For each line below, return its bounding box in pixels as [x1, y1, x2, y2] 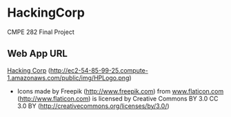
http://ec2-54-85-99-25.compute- [50, 66, 148, 74]
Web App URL [7, 48, 68, 60]
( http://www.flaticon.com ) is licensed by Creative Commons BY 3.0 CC [17, 94, 219, 102]
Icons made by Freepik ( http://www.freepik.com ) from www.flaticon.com [17, 87, 224, 95]
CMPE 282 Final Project [7, 28, 74, 36]
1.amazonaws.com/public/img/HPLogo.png [7, 73, 130, 82]
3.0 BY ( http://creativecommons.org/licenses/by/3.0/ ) [17, 102, 170, 110]
